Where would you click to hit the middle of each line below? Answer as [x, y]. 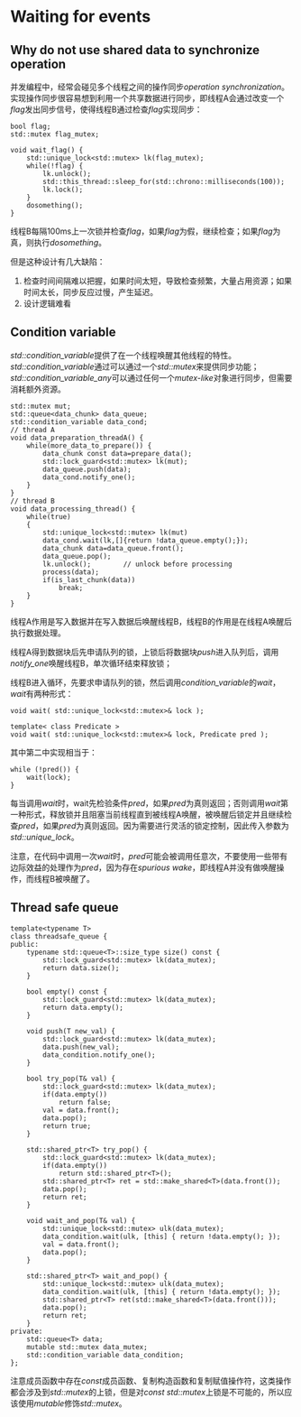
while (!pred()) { [45, 769]
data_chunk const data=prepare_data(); [118, 453]
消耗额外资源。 [38, 389]
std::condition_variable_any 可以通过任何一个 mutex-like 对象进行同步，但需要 [151, 377]
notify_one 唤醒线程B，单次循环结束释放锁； [91, 663]
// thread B [32, 501]
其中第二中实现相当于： [54, 752]
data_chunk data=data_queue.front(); [113, 548]
